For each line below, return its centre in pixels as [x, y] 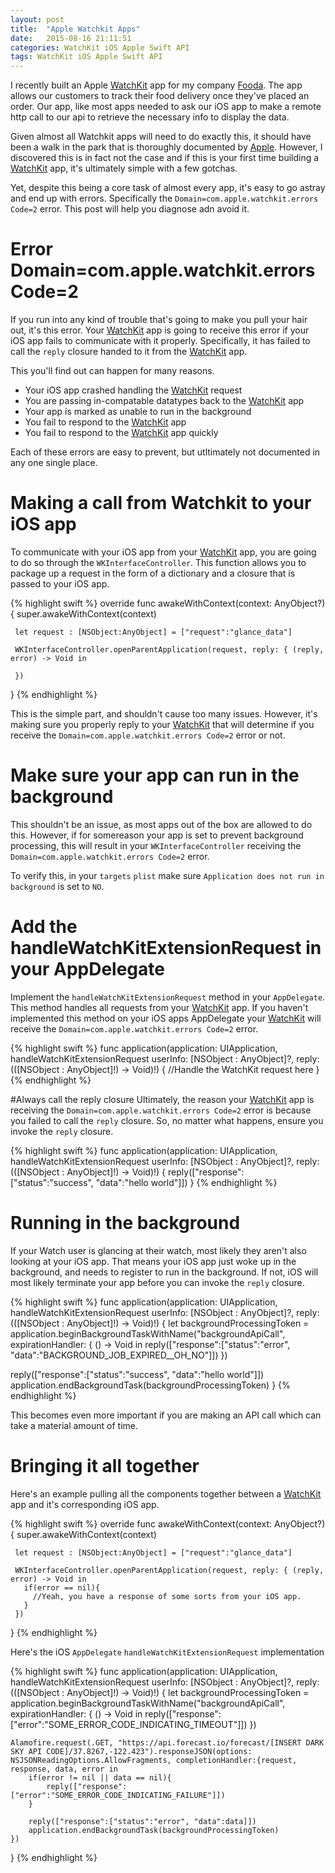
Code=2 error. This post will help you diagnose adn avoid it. [130, 209]
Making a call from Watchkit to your [161, 503]
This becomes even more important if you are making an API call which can [166, 1415]
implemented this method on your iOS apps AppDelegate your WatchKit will [166, 1018]
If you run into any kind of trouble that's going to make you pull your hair [159, 320]
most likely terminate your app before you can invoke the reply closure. [157, 1282]
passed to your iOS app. [60, 584]
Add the [44, 927]
